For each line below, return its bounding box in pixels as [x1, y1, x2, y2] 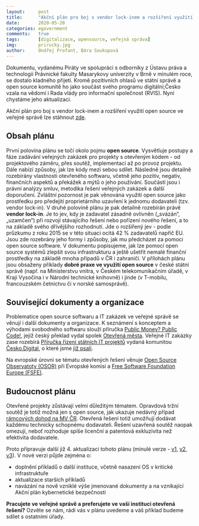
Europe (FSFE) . [6, 369, 43, 376]
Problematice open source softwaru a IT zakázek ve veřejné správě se [6, 313, 179, 320]
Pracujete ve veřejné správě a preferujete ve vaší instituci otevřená [6, 500, 176, 507]
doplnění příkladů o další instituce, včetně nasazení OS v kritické [14, 463, 173, 470]
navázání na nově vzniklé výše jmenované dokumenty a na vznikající [14, 482, 184, 490]
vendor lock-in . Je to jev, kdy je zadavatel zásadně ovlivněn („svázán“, [6, 210, 181, 217]
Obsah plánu [6, 131, 55, 141]
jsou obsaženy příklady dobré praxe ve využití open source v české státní [6, 261, 189, 268]
